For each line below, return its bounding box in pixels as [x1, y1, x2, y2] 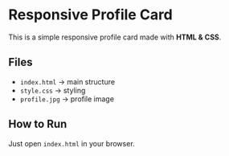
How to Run [8, 117, 67, 131]
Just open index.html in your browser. [8, 138, 135, 148]
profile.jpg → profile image [19, 94, 115, 104]
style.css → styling [19, 85, 86, 95]
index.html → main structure [19, 76, 115, 86]
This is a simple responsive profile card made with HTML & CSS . [8, 32, 222, 42]
